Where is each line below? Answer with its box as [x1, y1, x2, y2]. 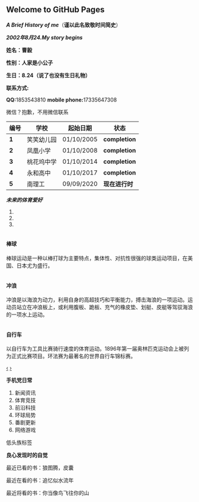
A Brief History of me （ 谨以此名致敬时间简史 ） [6, 21, 121, 28]
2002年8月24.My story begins [6, 34, 83, 41]
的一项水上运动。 [6, 311, 48, 318]
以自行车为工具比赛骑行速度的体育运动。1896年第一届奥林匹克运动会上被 [6, 345, 184, 352]
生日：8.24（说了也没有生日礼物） [6, 71, 91, 79]
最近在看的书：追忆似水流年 [6, 477, 74, 484]
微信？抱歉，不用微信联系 [6, 108, 69, 115]
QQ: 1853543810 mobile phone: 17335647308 [6, 96, 117, 103]
